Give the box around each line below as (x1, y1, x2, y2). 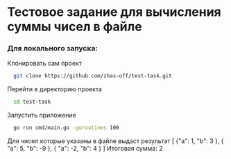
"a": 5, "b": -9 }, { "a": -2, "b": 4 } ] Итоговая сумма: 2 (7, 144, 163, 153)
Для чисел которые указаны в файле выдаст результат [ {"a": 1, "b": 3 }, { (7, 137, 224, 145)
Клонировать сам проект (7, 59, 82, 68)
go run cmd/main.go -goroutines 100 (13, 124, 119, 131)
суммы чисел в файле (7, 19, 142, 35)
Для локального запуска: (7, 44, 99, 53)
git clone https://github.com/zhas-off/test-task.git (13, 73, 172, 79)
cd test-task (13, 98, 51, 106)
